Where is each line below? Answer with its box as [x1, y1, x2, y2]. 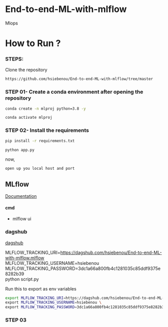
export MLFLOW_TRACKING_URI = [5, 295, 66, 300]
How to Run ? [5, 38, 61, 49]
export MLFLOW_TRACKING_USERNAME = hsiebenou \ [5, 300, 101, 305]
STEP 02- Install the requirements [5, 127, 89, 134]
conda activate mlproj [5, 115, 52, 120]
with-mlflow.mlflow [5, 254, 44, 261]
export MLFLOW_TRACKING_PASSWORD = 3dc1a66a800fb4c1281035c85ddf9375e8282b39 [5, 304, 166, 310]
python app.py [5, 147, 35, 152]
